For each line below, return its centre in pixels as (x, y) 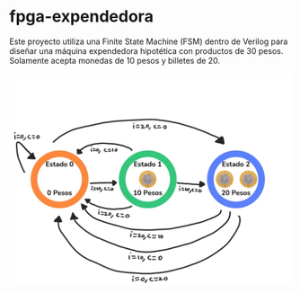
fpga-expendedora (82, 17)
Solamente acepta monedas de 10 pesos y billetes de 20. (115, 60)
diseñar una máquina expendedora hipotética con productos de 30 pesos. (146, 50)
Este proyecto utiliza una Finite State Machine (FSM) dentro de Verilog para (149, 41)
